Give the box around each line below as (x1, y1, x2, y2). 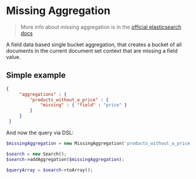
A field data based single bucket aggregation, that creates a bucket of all (6, 41, 182, 48)
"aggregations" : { (19, 91, 67, 97)
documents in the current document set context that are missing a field (6, 47, 178, 54)
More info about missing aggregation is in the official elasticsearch (20, 23, 182, 30)
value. (6, 53, 21, 60)
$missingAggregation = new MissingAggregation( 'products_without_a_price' (6, 140, 193, 146)
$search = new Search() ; (6, 151, 67, 157)
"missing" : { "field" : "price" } (40, 102, 127, 108)
